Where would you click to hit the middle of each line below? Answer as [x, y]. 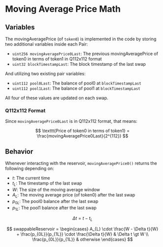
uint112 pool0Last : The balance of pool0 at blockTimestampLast [77, 83]
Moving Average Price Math [63, 9]
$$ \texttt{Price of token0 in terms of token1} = [82, 131]
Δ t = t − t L [82, 219]
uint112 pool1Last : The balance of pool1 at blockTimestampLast [76, 88]
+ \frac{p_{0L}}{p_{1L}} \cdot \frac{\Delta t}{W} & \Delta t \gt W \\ [82, 234]
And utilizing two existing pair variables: [45, 74]
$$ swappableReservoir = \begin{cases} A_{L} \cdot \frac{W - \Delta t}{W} [82, 229]
